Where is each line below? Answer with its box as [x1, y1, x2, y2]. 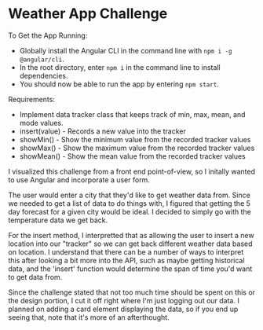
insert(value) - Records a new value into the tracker [19, 126, 186, 136]
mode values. [19, 118, 64, 127]
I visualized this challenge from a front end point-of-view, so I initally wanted [8, 167, 256, 176]
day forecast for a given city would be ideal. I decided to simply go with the [8, 207, 251, 216]
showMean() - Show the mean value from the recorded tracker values [19, 151, 246, 161]
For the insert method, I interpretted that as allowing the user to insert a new [8, 230, 254, 240]
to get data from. [8, 272, 63, 281]
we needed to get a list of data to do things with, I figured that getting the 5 [8, 198, 251, 208]
